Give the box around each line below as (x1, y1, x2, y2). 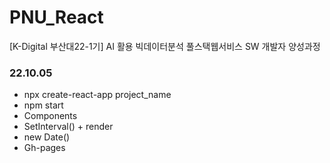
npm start (23, 99, 64, 111)
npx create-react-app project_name (23, 89, 172, 101)
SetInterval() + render (23, 121, 114, 133)
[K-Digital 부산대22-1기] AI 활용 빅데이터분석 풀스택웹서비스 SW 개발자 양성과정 (9, 40, 321, 52)
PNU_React (9, 6, 104, 29)
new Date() (23, 131, 71, 143)
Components (23, 110, 78, 122)
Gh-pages (23, 142, 66, 154)
